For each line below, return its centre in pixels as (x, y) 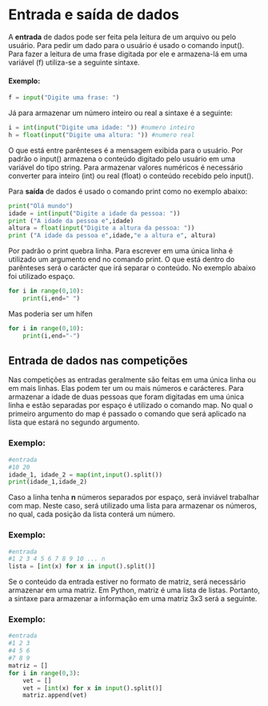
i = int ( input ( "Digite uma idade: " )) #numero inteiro (102, 128)
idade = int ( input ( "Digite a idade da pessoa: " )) (94, 213)
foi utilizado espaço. (42, 277)
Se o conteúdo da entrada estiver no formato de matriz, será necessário (127, 582)
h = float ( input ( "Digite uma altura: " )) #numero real (102, 135)
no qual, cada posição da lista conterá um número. (92, 514)
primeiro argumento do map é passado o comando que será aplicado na (127, 414)
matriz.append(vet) (55, 696)
